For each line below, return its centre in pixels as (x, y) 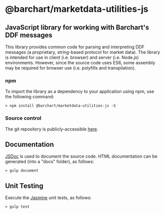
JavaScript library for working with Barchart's (77, 27)
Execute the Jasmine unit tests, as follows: (48, 198)
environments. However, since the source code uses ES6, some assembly (80, 63)
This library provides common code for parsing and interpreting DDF (75, 47)
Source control (23, 118)
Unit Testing (24, 186)
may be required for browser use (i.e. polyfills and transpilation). (70, 68)
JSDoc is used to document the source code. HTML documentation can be (81, 156)
